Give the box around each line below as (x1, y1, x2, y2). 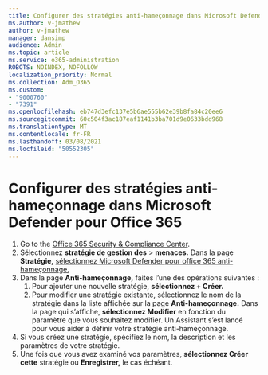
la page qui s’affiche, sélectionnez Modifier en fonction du (31, 307, 226, 317)
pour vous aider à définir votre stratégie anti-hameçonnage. (31, 324, 229, 334)
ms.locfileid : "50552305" (8, 145, 94, 153)
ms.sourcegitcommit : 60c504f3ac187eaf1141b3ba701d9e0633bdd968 (8, 115, 223, 123)
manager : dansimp (8, 33, 66, 42)
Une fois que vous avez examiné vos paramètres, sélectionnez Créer (19, 350, 249, 359)
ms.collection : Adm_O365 (8, 78, 91, 86)
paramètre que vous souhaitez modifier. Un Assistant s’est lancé (31, 315, 243, 325)
